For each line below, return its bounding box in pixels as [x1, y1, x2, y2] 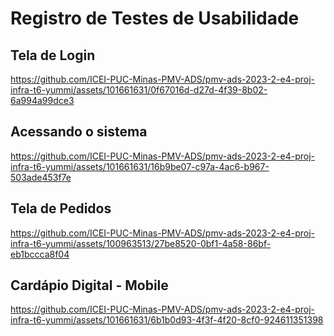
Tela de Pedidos [10, 200, 112, 217]
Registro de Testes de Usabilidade [10, 7, 300, 30]
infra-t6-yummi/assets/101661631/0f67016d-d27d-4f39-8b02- [10, 84, 268, 96]
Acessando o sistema [10, 123, 148, 141]
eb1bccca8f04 [10, 248, 70, 260]
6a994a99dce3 [10, 95, 75, 106]
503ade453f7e [10, 171, 72, 183]
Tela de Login [10, 47, 96, 64]
